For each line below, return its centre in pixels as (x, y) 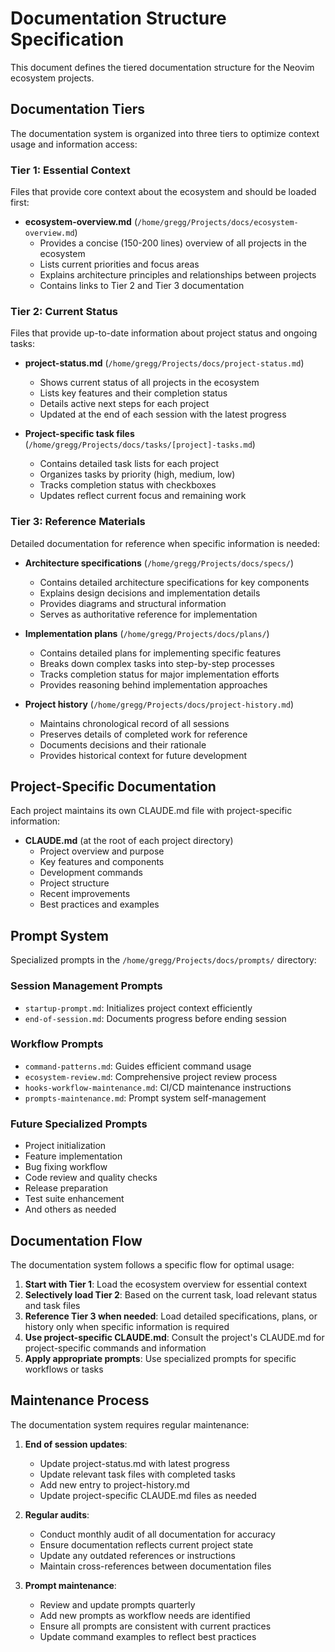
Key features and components (102, 862)
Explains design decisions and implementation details (150, 593)
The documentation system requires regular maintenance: (130, 1424)
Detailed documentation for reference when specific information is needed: (165, 543)
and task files (52, 1305)
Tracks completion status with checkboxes (128, 485)
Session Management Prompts (86, 986)
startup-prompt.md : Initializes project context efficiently (138, 1008)
